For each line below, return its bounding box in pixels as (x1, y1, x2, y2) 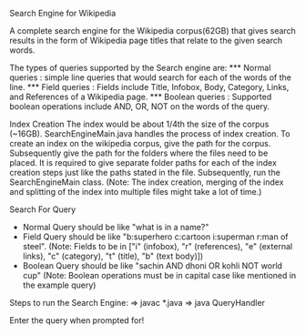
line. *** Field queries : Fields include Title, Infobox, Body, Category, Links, (9, 82, 290, 92)
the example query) (22, 279, 97, 290)
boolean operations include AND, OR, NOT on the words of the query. (9, 101, 270, 112)
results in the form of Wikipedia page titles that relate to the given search (9, 36, 283, 46)
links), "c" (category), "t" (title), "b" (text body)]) (22, 250, 204, 261)
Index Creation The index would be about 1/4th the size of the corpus (9, 118, 269, 129)
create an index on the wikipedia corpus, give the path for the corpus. (9, 138, 271, 148)
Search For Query (9, 204, 76, 215)
